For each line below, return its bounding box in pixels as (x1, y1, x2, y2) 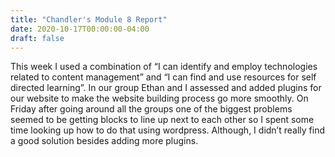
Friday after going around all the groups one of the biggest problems (10, 103, 293, 115)
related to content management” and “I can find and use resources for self (10, 71, 317, 83)
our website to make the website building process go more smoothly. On (10, 92, 309, 105)
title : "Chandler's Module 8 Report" (10, 14, 168, 25)
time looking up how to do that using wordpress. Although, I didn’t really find (10, 124, 325, 136)
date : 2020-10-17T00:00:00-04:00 (10, 24, 150, 34)
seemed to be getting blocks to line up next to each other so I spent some (10, 114, 315, 126)
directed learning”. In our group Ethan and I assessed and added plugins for (10, 82, 322, 94)
